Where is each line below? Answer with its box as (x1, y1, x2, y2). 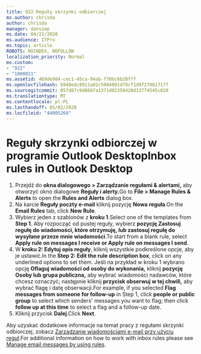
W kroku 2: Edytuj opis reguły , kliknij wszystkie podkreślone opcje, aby (14, 246, 194, 253)
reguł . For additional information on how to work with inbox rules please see (6, 335, 194, 342)
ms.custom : (6, 59, 34, 65)
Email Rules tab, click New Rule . (14, 207, 97, 214)
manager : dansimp (6, 25, 50, 32)
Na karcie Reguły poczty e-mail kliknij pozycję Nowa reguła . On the (14, 201, 183, 208)
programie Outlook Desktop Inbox (6, 149, 177, 163)
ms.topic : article (6, 43, 53, 49)
